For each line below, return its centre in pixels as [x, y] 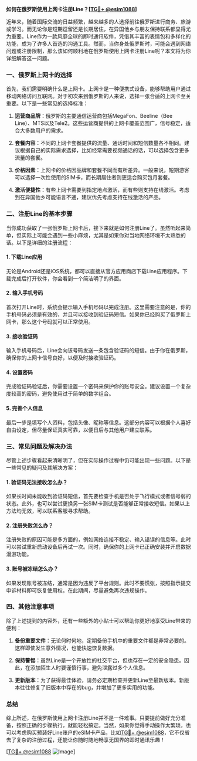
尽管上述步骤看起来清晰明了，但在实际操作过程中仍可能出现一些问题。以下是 [98, 460]
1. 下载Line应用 [24, 257]
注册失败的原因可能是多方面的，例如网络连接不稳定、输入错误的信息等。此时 [98, 539]
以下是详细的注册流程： [45, 242]
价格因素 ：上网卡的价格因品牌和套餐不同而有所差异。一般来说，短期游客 [102, 170]
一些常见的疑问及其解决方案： [42, 467]
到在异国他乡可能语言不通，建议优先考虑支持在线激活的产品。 [89, 197]
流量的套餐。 [30, 158]
